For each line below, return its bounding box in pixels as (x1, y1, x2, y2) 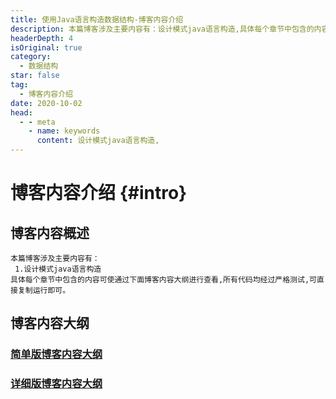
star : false (10, 71, 60, 81)
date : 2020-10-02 (10, 98, 83, 108)
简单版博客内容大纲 (10, 347, 103, 361)
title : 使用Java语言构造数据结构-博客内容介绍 (10, 14, 184, 25)
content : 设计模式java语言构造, (36, 136, 160, 146)
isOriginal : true (10, 42, 83, 53)
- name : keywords (28, 126, 101, 136)
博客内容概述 (10, 224, 90, 241)
